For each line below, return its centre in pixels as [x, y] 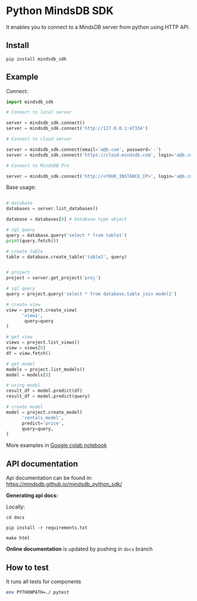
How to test [27, 567]
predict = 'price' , [43, 423]
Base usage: [21, 187]
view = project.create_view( [42, 310]
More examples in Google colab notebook [57, 445]
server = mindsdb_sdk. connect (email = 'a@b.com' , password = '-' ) [84, 150]
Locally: [16, 507]
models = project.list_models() [45, 369]
